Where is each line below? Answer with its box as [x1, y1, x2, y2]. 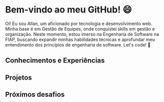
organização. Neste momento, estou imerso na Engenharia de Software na [5, 31, 159, 37]
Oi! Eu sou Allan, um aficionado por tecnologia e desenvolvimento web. [5, 20, 152, 26]
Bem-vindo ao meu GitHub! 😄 [5, 4, 132, 15]
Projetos [5, 73, 32, 81]
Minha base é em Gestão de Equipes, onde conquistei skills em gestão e [5, 25, 155, 31]
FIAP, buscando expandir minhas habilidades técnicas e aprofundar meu [5, 36, 155, 42]
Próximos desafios [5, 90, 65, 99]
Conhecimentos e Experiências [5, 56, 105, 65]
